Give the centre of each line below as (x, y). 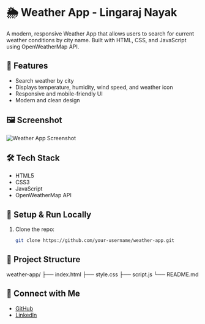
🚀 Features (27, 66)
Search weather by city (44, 80)
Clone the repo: (35, 229)
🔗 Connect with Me (43, 294)
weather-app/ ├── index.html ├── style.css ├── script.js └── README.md (102, 274)
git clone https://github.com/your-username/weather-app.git (95, 241)
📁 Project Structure (43, 259)
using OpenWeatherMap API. (43, 47)
